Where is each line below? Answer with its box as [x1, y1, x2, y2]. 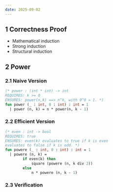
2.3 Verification [5, 182, 43, 189]
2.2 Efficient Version [5, 118, 55, 125]
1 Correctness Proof [5, 25, 67, 34]
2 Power [5, 63, 31, 71]
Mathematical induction [12, 38, 60, 44]
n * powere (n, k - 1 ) [31, 170, 78, 175]
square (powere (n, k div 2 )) [31, 161, 93, 166]
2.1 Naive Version [5, 77, 47, 84]
